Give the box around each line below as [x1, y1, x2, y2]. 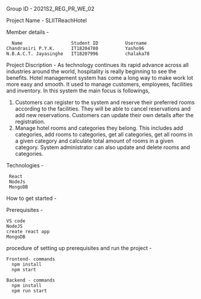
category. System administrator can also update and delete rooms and [14, 144, 190, 150]
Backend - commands [6, 277, 56, 283]
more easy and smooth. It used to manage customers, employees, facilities [6, 81, 193, 88]
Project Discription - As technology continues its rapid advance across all [6, 62, 189, 68]
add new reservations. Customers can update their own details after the [14, 112, 194, 118]
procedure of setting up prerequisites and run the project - [6, 245, 152, 251]
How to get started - [6, 195, 57, 202]
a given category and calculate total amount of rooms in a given [14, 137, 174, 144]
